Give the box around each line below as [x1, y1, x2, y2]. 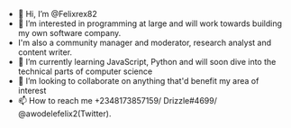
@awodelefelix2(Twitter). [17, 108, 112, 119]
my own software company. [17, 28, 122, 38]
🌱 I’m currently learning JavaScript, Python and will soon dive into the [17, 57, 277, 67]
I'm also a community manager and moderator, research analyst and [17, 37, 272, 48]
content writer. [17, 47, 73, 58]
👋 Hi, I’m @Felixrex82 [17, 9, 97, 19]
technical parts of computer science [17, 66, 153, 77]
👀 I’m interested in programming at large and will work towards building [17, 18, 282, 29]
